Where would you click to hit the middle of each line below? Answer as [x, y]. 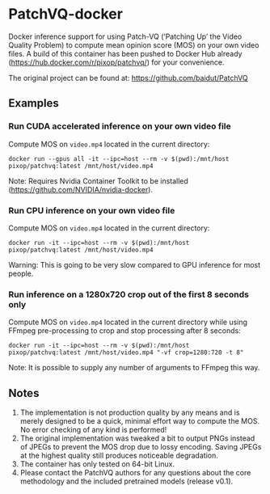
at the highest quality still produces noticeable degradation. [119, 456]
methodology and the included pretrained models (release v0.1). [127, 481]
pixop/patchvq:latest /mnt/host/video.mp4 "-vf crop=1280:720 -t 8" [126, 353]
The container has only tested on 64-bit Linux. [97, 464]
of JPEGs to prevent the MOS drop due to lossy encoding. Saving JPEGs [141, 447]
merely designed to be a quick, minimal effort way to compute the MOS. [140, 421]
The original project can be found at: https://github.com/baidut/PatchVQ [128, 78]
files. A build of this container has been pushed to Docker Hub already [125, 53]
